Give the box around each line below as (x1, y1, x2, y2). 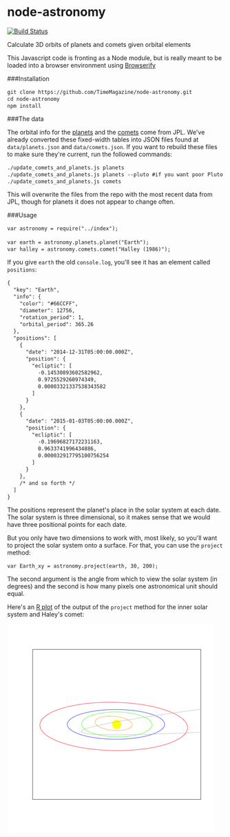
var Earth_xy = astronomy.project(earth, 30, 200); (7, 562, 158, 570)
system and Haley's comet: (7, 610, 85, 618)
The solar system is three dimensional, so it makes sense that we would (7, 512, 211, 521)
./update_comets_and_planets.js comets (7, 177, 122, 185)
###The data (7, 115, 44, 123)
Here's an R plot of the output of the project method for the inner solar (7, 602, 208, 611)
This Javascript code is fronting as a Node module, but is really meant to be (7, 53, 222, 62)
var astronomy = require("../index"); (7, 225, 118, 232)
